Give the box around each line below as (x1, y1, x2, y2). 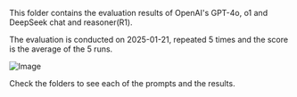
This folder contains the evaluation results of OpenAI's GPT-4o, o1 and (9, 8, 268, 18)
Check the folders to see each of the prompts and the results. (9, 78, 235, 88)
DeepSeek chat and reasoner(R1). (9, 17, 133, 28)
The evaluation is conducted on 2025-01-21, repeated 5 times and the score (9, 35, 288, 44)
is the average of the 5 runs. (9, 44, 113, 54)
